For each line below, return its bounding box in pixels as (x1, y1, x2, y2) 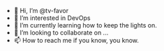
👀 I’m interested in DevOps (13, 14, 91, 22)
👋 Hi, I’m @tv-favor (13, 7, 69, 14)
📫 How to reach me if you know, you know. (13, 37, 140, 44)
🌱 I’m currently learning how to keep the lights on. (13, 21, 157, 29)
